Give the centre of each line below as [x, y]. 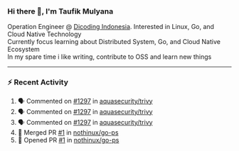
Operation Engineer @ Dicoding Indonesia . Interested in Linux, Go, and [111, 27]
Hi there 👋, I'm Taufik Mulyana [60, 11]
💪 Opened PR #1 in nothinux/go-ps [68, 140]
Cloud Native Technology [44, 34]
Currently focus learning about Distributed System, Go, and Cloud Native [114, 42]
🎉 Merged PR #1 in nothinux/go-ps [68, 132]
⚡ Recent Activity [38, 82]
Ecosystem [24, 50]
